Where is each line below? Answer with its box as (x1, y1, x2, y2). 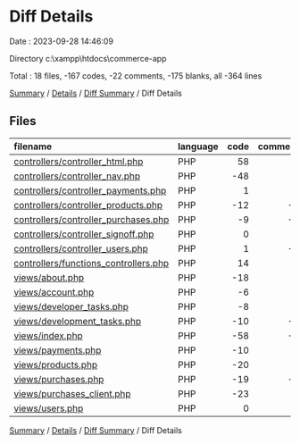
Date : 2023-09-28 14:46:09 (9, 36, 114, 46)
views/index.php (13, 329, 83, 341)
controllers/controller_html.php (13, 155, 144, 167)
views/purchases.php (13, 373, 104, 385)
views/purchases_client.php (13, 387, 131, 399)
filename (13, 140, 53, 153)
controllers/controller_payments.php (13, 184, 167, 197)
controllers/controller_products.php (13, 198, 163, 211)
